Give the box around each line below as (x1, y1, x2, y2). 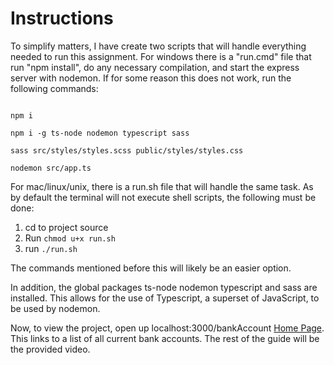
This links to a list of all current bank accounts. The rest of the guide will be (10, 332, 320, 344)
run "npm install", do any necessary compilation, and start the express (10, 61, 300, 73)
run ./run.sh (24, 242, 78, 254)
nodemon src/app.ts (10, 163, 92, 173)
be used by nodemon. (10, 302, 101, 314)
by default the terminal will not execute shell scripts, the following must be (10, 191, 317, 203)
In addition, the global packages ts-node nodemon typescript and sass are (10, 281, 318, 293)
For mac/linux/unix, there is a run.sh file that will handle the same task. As (10, 180, 314, 192)
